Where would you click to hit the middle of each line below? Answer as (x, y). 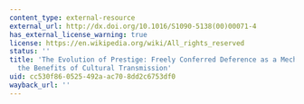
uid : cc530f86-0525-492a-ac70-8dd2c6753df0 (93, 77)
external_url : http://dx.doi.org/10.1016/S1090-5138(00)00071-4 (133, 26)
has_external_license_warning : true (78, 34)
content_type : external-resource (72, 18)
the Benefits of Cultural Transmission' (95, 69)
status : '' (30, 52)
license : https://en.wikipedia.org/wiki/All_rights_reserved (127, 43)
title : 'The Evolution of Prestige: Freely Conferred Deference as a (143, 60)
